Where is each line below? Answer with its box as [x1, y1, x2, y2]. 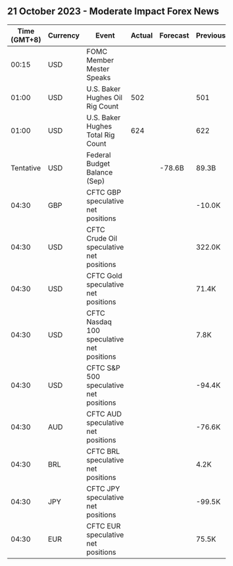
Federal [86, 149, 111, 159]
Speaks [86, 72, 111, 82]
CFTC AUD [86, 409, 122, 419]
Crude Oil [86, 233, 118, 243]
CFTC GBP [86, 187, 121, 197]
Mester [86, 64, 110, 74]
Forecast [159, 31, 189, 40]
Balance [86, 167, 113, 177]
